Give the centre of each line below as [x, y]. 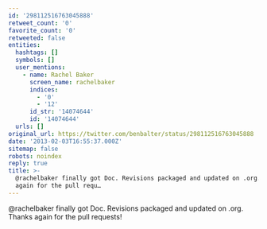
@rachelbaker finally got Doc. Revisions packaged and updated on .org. [126, 208]
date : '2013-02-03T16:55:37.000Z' [66, 141]
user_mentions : [41, 68]
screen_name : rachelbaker [72, 82]
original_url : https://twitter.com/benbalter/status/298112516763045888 [131, 134]
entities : [25, 45]
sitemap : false [33, 149]
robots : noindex [35, 156]
